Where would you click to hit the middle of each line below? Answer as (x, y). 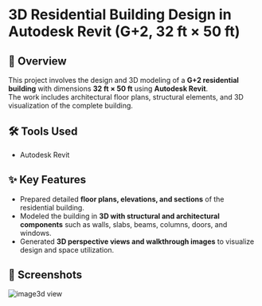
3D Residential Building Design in (120, 15)
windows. (35, 233)
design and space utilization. (67, 249)
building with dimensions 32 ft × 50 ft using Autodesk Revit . (108, 88)
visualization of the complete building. (71, 106)
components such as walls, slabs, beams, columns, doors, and (123, 224)
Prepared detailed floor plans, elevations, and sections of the (122, 199)
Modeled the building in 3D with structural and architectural (120, 216)
